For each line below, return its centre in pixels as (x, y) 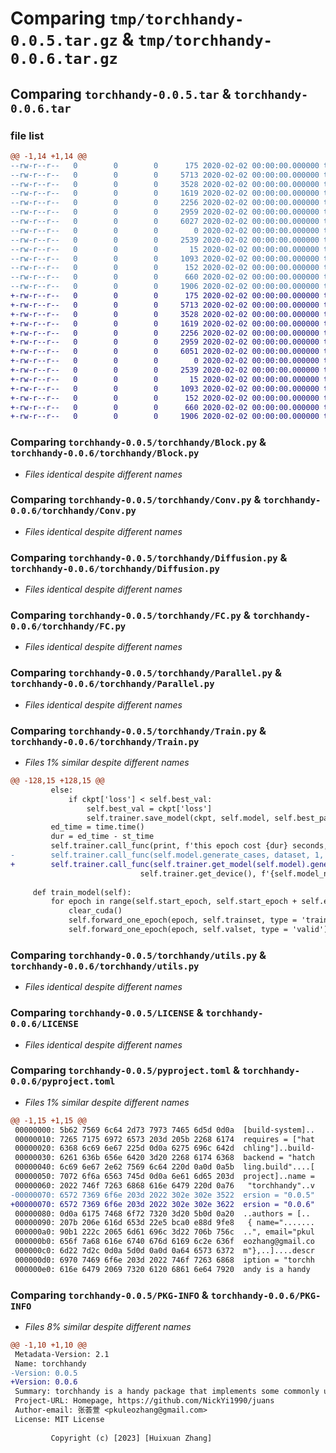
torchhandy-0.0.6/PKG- (266, 1295)
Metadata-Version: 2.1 (62, 1354)
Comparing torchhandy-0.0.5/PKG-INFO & (109, 1295)
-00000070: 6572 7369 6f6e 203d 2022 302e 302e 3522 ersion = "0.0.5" (162, 1195)
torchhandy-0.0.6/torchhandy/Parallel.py (112, 684)
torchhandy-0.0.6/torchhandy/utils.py (105, 966)
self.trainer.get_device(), (198, 873)
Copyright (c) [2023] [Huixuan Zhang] (131, 1438)
